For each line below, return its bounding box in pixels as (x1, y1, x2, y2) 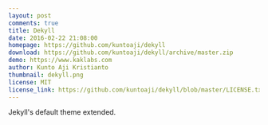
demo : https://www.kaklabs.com (8, 57, 112, 64)
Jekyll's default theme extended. (8, 107, 116, 117)
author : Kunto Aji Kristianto (8, 64, 109, 72)
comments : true (8, 19, 59, 27)
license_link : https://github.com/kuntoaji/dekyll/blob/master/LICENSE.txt (8, 85, 266, 94)
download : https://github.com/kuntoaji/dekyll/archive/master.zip (8, 49, 234, 57)
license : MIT (8, 78, 52, 86)
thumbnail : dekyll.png (8, 71, 84, 79)
